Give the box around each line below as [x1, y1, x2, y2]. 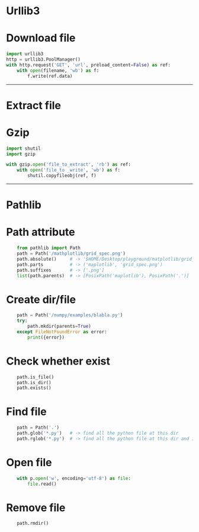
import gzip [6, 151, 36, 157]
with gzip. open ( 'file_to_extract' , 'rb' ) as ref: [6, 161, 131, 167]
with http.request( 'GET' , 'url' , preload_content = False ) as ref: [6, 62, 171, 68]
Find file [6, 405, 47, 419]
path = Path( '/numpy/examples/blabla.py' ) [17, 312, 123, 318]
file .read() [27, 481, 57, 487]
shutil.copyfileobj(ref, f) [27, 173, 97, 179]
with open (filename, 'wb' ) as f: [17, 67, 99, 74]
